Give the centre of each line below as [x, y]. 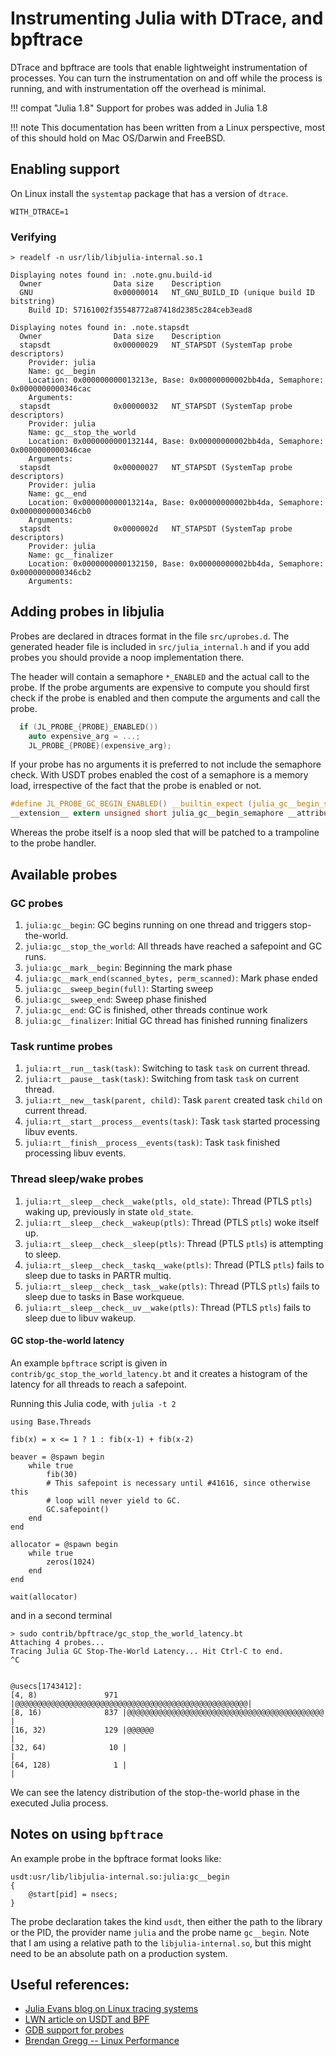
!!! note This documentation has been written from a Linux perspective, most [168, 127]
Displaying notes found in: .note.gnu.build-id [111, 275]
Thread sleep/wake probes [77, 1179]
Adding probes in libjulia [87, 612]
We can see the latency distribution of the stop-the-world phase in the [155, 1792]
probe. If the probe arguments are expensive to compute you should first [160, 687]
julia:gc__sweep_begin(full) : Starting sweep [119, 988]
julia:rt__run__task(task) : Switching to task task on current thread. [167, 1068]
